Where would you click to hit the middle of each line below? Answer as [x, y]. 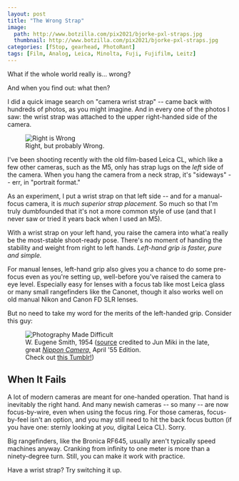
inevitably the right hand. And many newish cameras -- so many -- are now [118, 404]
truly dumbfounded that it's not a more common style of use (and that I [112, 211]
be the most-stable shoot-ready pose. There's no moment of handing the [115, 240]
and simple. [25, 255]
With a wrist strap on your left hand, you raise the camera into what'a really [118, 232]
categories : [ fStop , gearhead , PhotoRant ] [71, 47]
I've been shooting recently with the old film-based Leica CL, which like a [115, 159]
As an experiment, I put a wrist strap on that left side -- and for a [102, 196]
